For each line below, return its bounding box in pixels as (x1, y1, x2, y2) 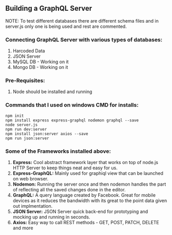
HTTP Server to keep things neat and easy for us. (12, 165, 118, 171)
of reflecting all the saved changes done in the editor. (12, 187, 126, 192)
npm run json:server (5, 136, 50, 141)
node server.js (5, 122, 38, 128)
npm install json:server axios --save (5, 131, 88, 136)
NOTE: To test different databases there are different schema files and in (5, 17, 159, 24)
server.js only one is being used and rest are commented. (5, 23, 127, 29)
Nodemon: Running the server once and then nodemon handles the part (12, 181, 166, 187)
